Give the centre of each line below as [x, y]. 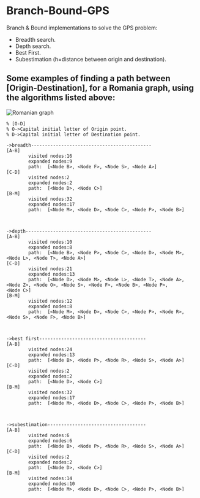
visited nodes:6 [49, 435]
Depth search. [33, 46]
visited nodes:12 [50, 301]
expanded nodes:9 [50, 161]
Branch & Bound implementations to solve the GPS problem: [82, 28]
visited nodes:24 [50, 349]
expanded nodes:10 [52, 484]
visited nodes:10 [50, 242]
